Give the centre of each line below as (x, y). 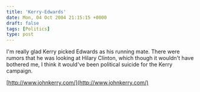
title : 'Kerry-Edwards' (36, 12)
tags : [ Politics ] (28, 29)
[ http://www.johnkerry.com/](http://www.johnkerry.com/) (78, 83)
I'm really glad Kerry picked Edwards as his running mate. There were (93, 51)
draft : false (23, 23)
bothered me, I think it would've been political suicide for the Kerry (89, 65)
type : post (20, 34)
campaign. (20, 71)
